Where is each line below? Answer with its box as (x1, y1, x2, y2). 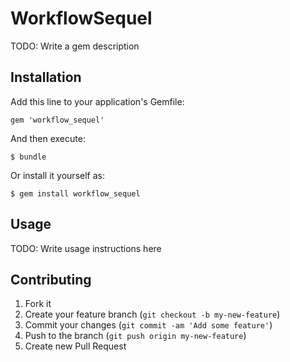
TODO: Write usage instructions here (10, 242, 162, 254)
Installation (10, 69, 82, 86)
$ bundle (10, 152, 47, 162)
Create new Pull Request (24, 340, 127, 352)
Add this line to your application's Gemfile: (10, 95, 185, 107)
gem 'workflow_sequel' (10, 115, 105, 125)
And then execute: (10, 132, 86, 144)
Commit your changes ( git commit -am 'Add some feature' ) (24, 319, 273, 331)
